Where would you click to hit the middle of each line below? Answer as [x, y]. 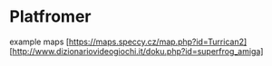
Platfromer [51, 17]
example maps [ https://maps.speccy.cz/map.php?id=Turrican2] [128, 42]
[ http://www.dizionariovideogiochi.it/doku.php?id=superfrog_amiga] [136, 51]
